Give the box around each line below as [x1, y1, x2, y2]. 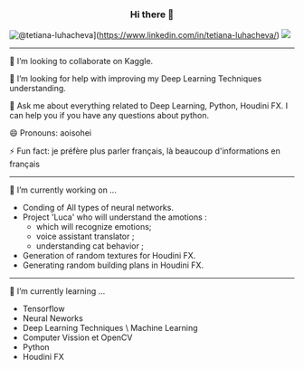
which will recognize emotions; [35, 222, 152, 232]
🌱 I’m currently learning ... [9, 286, 106, 297]
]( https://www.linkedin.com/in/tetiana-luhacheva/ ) [93, 30, 280, 41]
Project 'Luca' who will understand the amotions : [22, 212, 208, 222]
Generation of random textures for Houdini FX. [22, 251, 196, 261]
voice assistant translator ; [35, 231, 135, 242]
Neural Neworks [22, 313, 83, 324]
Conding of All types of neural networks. [22, 203, 175, 213]
